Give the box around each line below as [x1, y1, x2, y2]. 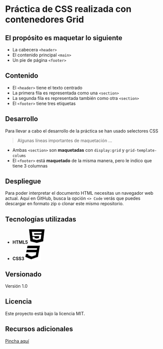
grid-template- [125, 148, 157, 153]
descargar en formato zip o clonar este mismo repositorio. [5, 201, 124, 207]
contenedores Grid [5, 14, 84, 25]
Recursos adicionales [5, 325, 73, 333]
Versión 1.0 [5, 283, 28, 289]
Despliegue [5, 177, 41, 186]
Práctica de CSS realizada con [5, 3, 132, 15]
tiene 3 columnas [12, 163, 48, 169]
